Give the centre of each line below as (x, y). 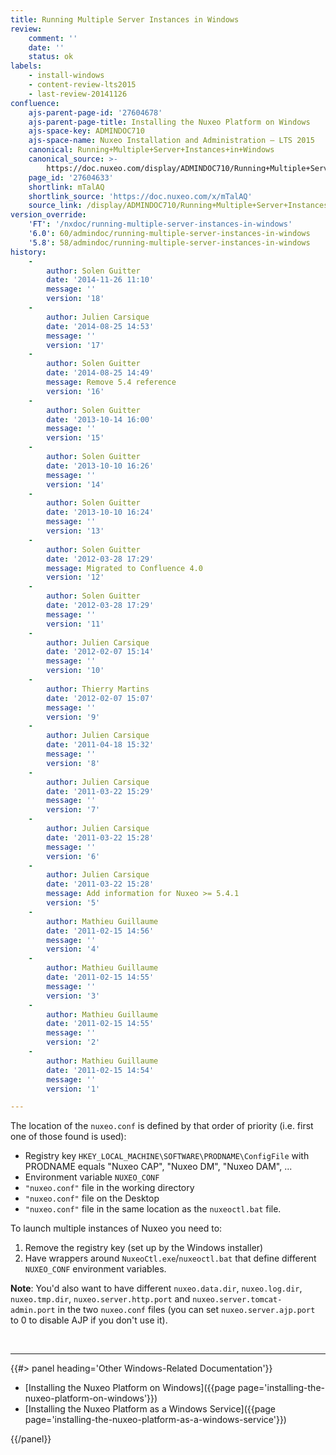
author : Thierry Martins (98, 689)
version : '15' (75, 438)
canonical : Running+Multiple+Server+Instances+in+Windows (151, 150)
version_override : (48, 215)
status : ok (51, 57)
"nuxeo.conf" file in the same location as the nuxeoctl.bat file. (153, 1209)
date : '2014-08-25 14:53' (100, 326)
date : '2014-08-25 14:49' (100, 373)
